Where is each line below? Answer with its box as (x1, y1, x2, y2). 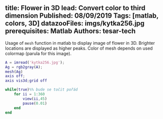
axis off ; (5, 74, 26, 79)
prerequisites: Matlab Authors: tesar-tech (5, 27, 136, 35)
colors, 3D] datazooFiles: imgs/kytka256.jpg (5, 19, 145, 28)
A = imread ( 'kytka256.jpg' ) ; (5, 60, 65, 65)
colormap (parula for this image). (5, 50, 72, 56)
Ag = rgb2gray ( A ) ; (5, 64, 43, 69)
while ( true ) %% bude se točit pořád (5, 87, 78, 92)
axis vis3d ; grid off (5, 78, 48, 83)
